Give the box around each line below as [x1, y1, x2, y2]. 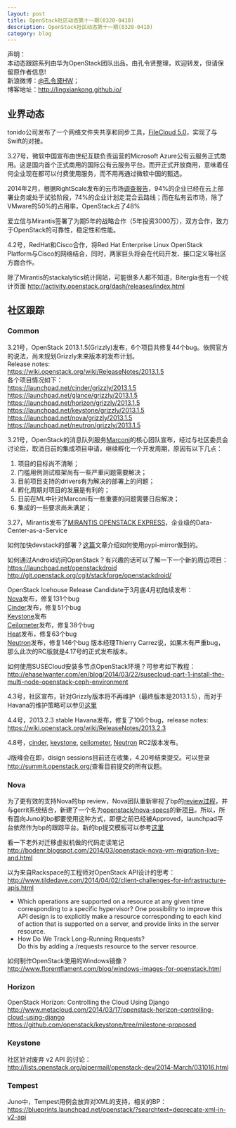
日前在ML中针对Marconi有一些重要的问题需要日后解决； [17, 494, 180, 503]
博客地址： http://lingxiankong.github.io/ [7, 85, 122, 94]
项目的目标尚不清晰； [17, 459, 79, 468]
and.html [7, 853, 33, 863]
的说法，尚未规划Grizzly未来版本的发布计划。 [7, 351, 139, 360]
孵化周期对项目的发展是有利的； [17, 485, 110, 494]
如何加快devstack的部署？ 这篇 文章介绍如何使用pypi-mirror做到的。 [7, 540, 202, 549]
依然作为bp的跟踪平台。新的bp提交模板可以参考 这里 [13, 823, 164, 832]
